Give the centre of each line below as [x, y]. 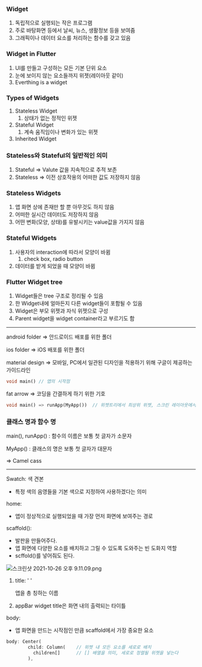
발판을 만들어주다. [36, 540]
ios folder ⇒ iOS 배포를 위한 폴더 [45, 350]
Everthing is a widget [41, 82]
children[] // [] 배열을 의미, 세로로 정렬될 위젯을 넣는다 [106, 653]
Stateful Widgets [32, 238]
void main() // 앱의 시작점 [38, 381]
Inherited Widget [36, 139]
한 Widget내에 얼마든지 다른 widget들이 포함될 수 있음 [79, 304]
